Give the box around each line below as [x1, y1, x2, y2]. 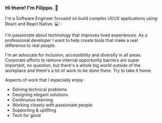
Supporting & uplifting [12, 107, 56, 113]
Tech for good [12, 112, 41, 119]
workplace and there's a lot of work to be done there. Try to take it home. [5, 68, 152, 74]
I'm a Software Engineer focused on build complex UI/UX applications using [5, 16, 158, 21]
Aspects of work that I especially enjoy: [5, 77, 84, 83]
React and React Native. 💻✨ [5, 21, 62, 27]
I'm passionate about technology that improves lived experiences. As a [5, 32, 147, 38]
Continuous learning [12, 97, 53, 103]
